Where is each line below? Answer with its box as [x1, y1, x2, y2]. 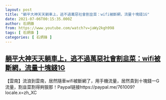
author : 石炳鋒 [5, 21, 34, 26]
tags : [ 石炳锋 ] [5, 30, 39, 35]
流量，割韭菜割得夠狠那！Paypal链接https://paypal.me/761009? [5, 84, 135, 90]
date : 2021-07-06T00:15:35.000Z [5, 16, 72, 21]
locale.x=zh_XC [5, 90, 37, 96]
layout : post [5, 7, 32, 12]
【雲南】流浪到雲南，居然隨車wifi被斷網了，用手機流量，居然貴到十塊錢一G [5, 78, 160, 84]
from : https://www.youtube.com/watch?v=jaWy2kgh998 [5, 26, 114, 31]
